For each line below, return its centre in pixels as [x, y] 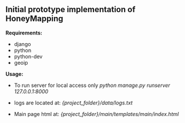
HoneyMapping [34, 19]
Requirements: [24, 33]
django [22, 44]
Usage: [15, 74]
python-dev [28, 56]
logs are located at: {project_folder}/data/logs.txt [73, 103]
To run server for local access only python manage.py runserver [92, 85]
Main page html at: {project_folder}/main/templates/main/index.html [96, 114]
